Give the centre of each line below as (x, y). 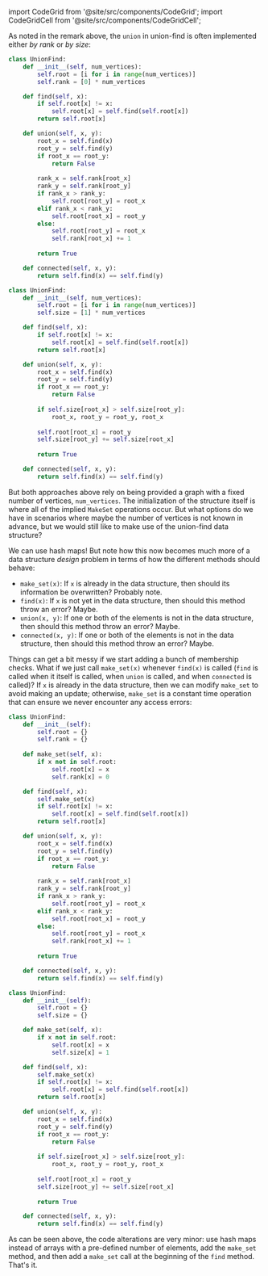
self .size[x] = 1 (80, 1052)
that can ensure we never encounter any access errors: (100, 702)
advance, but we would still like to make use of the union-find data (119, 526)
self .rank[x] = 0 (80, 777)
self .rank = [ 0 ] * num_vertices (92, 82)
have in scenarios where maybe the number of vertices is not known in (126, 518)
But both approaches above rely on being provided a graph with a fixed (126, 492)
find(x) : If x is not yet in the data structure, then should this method (132, 600)
